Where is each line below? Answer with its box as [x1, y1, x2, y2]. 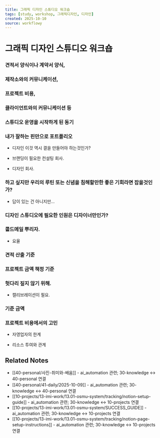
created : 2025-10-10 [5, 16, 47, 21]
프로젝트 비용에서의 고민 [5, 319, 58, 326]
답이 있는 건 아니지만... [12, 198, 55, 204]
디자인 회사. [12, 166, 35, 172]
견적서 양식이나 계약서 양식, [5, 62, 65, 69]
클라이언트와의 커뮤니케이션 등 [5, 105, 72, 111]
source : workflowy [5, 20, 42, 26]
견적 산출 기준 [5, 251, 35, 258]
